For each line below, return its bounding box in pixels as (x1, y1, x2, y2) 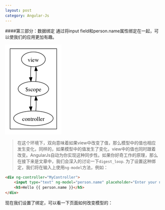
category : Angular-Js (5, 13, 50, 18)
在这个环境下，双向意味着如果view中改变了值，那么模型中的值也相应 (17, 140, 156, 146)
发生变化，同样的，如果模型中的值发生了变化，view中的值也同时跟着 (17, 146, 156, 152)
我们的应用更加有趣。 (13, 34, 57, 40)
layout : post (5, 8, 32, 13)
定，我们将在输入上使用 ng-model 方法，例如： (17, 164, 109, 170)
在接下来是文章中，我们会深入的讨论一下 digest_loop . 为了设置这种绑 (17, 158, 156, 164)
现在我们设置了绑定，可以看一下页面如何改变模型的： (5, 200, 113, 206)
